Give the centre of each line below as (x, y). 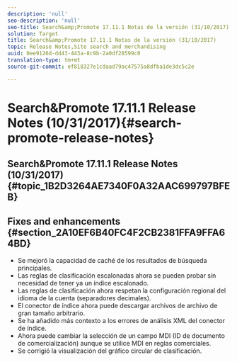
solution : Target (33, 34)
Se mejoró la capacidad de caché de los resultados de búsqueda (112, 261)
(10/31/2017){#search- (114, 123)
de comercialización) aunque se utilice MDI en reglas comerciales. (114, 344)
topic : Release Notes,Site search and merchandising (87, 47)
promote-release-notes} (81, 138)
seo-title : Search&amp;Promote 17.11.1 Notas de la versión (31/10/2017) (118, 27)
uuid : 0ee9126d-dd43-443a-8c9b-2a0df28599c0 (74, 54)
